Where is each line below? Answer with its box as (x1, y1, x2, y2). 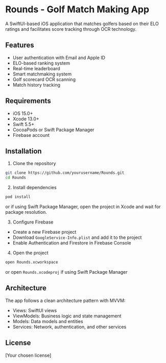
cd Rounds (5, 175, 27, 180)
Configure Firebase (12, 219, 54, 225)
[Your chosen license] (5, 352, 52, 358)
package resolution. (5, 209, 48, 215)
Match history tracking (12, 82, 60, 88)
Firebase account (12, 132, 50, 138)
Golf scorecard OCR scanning (12, 76, 76, 83)
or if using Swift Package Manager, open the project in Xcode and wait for (5, 204, 161, 210)
